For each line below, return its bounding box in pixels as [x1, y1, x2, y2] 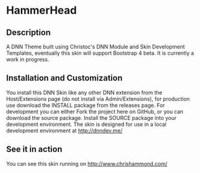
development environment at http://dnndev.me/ [6, 126, 123, 134]
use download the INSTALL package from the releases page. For [6, 101, 165, 109]
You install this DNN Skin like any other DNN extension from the [6, 89, 162, 96]
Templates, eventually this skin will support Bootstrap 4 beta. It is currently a [6, 50, 194, 57]
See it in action [6, 144, 63, 155]
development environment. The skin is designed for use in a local [6, 121, 167, 128]
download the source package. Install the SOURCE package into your [6, 114, 177, 121]
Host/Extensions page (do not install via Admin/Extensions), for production [6, 95, 190, 102]
